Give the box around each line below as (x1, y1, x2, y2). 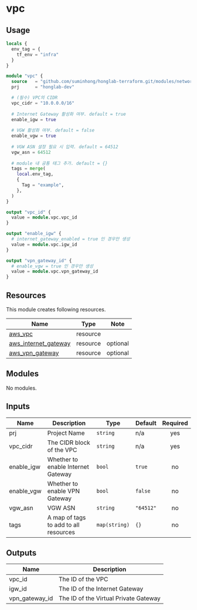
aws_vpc (9, 330, 33, 338)
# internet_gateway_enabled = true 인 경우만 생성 (11, 236, 130, 242)
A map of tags (47, 513, 86, 521)
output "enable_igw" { (6, 231, 62, 237)
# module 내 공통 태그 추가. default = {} (11, 160, 108, 166)
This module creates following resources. (6, 306, 106, 313)
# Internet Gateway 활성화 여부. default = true (11, 111, 126, 117)
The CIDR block (47, 438, 91, 447)
